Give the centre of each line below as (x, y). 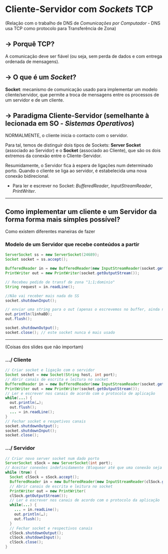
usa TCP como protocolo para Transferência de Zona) (61, 28)
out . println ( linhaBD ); (29, 314)
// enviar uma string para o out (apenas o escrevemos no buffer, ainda (82, 310)
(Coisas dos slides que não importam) (44, 347)
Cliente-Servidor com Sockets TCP (79, 9)
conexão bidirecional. (27, 176)
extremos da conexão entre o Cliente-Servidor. (53, 156)
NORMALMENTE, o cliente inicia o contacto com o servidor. (67, 136)
